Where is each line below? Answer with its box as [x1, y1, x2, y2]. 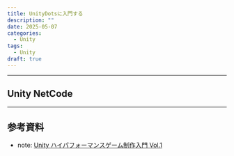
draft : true [7, 56, 42, 63]
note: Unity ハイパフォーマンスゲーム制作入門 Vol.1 [17, 141, 162, 150]
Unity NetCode [7, 88, 73, 100]
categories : [7, 29, 42, 37]
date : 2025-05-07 [7, 23, 58, 30]
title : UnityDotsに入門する [7, 10, 84, 17]
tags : [7, 42, 23, 49]
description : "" [7, 17, 54, 24]
